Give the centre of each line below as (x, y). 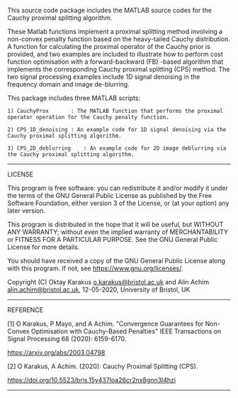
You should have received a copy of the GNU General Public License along (116, 261)
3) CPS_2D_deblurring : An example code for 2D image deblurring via (117, 148)
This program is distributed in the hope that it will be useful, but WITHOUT (115, 224)
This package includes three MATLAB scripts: (74, 98)
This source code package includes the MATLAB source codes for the (110, 10)
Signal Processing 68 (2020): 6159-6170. (67, 339)
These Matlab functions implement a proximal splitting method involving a (115, 32)
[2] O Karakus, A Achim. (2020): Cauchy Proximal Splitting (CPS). (103, 366)
